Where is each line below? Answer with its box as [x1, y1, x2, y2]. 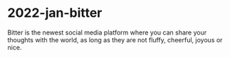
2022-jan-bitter [7, 5, 103, 21]
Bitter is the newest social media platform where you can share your [7, 28, 207, 37]
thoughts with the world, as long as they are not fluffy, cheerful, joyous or [7, 35, 223, 44]
